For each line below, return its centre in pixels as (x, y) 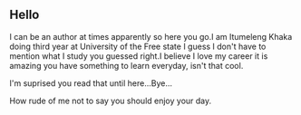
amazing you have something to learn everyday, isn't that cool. (126, 65)
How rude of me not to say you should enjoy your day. (111, 101)
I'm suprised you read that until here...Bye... (91, 83)
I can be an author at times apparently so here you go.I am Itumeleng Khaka (151, 36)
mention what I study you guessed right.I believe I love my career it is (139, 56)
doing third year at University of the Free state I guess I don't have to (138, 46)
